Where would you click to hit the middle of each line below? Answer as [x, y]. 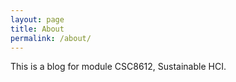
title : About [37, 29]
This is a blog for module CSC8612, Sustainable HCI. [118, 67]
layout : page [37, 19]
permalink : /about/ [51, 38]
